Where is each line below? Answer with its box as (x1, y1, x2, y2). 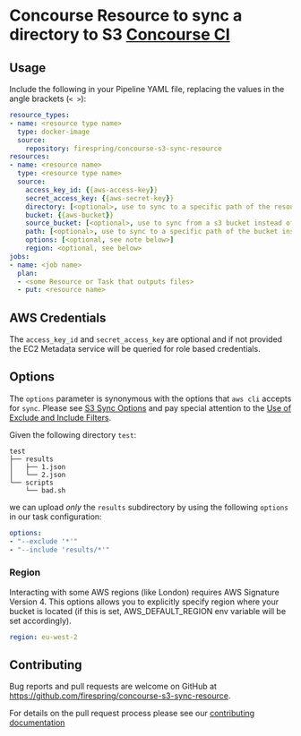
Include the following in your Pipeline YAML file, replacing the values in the (9, 84, 285, 94)
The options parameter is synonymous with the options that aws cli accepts (9, 393, 292, 404)
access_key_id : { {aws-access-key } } (25, 185, 159, 194)
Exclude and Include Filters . (9, 412, 112, 423)
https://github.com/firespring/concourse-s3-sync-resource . (9, 690, 231, 701)
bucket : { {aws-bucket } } (25, 210, 115, 219)
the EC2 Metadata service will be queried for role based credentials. (9, 344, 262, 355)
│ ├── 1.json (9, 462, 66, 471)
